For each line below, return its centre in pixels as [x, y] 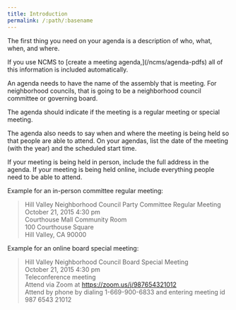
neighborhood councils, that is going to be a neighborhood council [104, 91]
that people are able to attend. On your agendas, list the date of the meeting [118, 140]
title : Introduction [38, 14]
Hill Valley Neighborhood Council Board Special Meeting [106, 262]
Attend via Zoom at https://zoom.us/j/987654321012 [100, 285]
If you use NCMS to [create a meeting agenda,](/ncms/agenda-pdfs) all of [115, 62]
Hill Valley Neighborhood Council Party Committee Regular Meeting [123, 204]
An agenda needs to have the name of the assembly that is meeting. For [112, 83]
